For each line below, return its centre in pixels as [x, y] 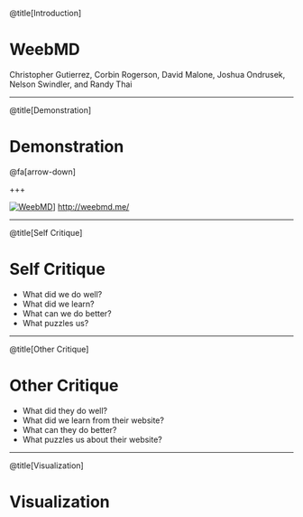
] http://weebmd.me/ [91, 206]
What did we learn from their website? [93, 420]
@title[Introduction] [46, 13]
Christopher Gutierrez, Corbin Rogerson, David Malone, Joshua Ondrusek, [147, 74]
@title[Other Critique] [49, 349]
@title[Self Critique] [46, 232]
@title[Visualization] [46, 465]
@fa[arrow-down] [43, 172]
